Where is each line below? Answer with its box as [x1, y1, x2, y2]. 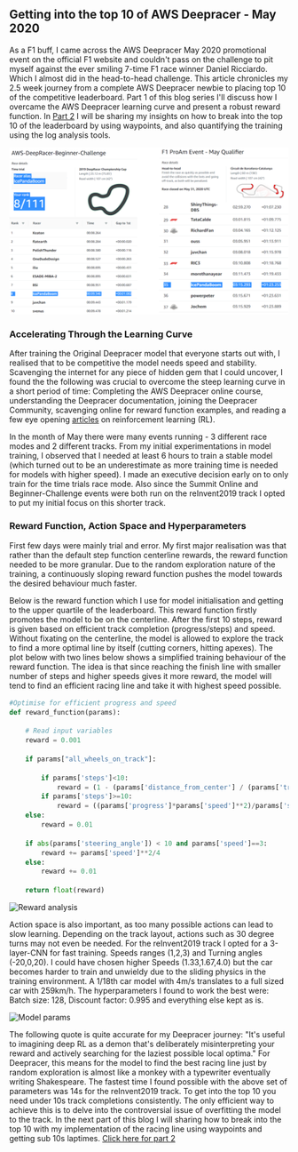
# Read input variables [25, 726, 114, 736]
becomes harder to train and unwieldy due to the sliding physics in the [9, 966, 266, 977]
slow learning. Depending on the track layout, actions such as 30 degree [9, 929, 275, 940]
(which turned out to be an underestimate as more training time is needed [9, 460, 278, 470]
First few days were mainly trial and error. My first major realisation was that [9, 540, 286, 550]
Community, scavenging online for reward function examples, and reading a [9, 404, 286, 416]
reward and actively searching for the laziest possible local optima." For [9, 1048, 271, 1059]
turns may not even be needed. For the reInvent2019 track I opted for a [9, 938, 269, 949]
